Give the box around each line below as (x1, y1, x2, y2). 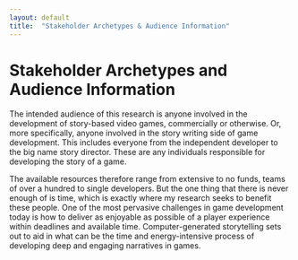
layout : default (9, 13, 70, 22)
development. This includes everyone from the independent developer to (9, 137, 279, 148)
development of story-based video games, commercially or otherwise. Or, (9, 118, 282, 129)
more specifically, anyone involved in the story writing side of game (9, 127, 259, 139)
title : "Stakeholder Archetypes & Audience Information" (9, 22, 230, 30)
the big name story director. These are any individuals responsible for (9, 147, 266, 158)
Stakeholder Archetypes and (9, 60, 228, 81)
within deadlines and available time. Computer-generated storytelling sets (9, 221, 282, 232)
